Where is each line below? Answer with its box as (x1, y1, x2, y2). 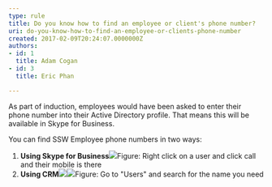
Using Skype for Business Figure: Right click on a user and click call (19, 151, 257, 160)
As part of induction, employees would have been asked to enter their (8, 101, 242, 111)
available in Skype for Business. (8, 118, 115, 128)
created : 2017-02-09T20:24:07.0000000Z (8, 34, 144, 43)
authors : (8, 42, 38, 50)
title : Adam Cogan (15, 57, 79, 66)
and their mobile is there (19, 159, 102, 169)
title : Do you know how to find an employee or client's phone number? (8, 19, 256, 28)
